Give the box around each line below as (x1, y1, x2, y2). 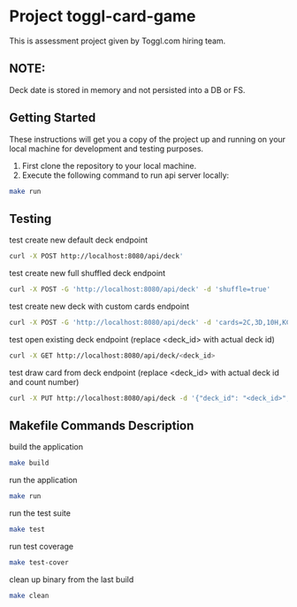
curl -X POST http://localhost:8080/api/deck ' (9, 252, 184, 261)
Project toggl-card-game (9, 6, 196, 27)
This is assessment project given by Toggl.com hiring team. (9, 35, 226, 46)
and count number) (9, 376, 80, 387)
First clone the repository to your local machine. (21, 160, 197, 171)
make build (9, 458, 49, 468)
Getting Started (9, 111, 96, 126)
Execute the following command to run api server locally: (21, 170, 230, 181)
